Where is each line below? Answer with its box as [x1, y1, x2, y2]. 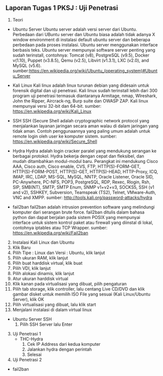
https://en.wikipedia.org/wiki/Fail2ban [12, 230, 89, 236]
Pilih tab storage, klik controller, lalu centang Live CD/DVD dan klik [12, 286, 145, 292]
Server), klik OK [12, 296, 44, 302]
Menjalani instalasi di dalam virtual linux [12, 307, 92, 313]
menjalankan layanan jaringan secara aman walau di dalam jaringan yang [12, 123, 159, 129]
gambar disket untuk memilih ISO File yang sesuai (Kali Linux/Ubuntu [12, 291, 151, 297]
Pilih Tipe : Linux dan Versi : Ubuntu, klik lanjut [12, 250, 105, 256]
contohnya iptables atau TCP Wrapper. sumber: [12, 224, 108, 231]
